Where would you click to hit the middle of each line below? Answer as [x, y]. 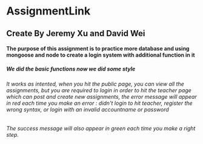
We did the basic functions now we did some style [71, 69]
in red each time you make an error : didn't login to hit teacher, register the [99, 103]
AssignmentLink [48, 11]
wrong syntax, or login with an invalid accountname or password [88, 110]
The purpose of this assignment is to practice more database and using [98, 49]
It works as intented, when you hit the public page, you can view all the [95, 84]
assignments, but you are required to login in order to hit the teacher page [99, 90]
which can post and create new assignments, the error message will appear [101, 97]
